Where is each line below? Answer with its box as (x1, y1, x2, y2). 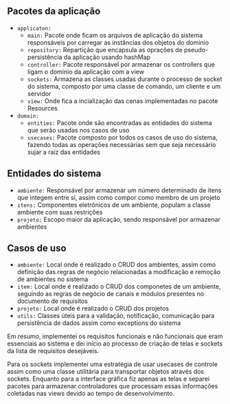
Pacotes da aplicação (7, 5, 101, 17)
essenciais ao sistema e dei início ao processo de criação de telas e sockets (7, 339, 223, 348)
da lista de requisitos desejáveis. (7, 347, 100, 355)
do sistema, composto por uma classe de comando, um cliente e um (27, 82, 221, 90)
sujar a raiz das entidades (27, 148, 101, 156)
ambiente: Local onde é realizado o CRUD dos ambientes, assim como (16, 260, 216, 269)
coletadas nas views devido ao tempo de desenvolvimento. (7, 390, 175, 398)
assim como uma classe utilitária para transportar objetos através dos (7, 368, 205, 376)
